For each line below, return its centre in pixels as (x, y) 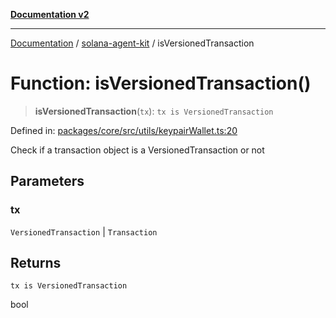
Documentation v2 (50, 14)
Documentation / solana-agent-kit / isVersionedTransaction (132, 43)
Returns (36, 263)
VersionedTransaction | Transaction (84, 231)
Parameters (47, 181)
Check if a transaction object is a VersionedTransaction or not (137, 150)
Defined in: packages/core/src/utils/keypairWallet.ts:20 (124, 130)
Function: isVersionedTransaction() (161, 83)
